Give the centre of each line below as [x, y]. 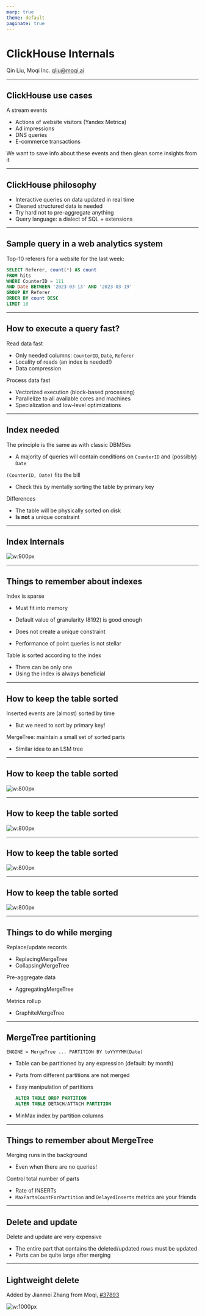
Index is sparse [25, 596]
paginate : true [26, 23]
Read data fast [25, 344]
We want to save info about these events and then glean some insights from [102, 153]
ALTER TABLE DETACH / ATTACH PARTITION [63, 1104]
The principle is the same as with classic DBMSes [69, 444]
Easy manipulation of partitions [54, 1087]
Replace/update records [37, 947]
